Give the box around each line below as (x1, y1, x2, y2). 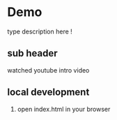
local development (7, 87, 90, 98)
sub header (7, 47, 58, 59)
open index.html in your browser (17, 105, 111, 113)
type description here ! (7, 27, 73, 36)
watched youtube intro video (7, 66, 90, 74)
